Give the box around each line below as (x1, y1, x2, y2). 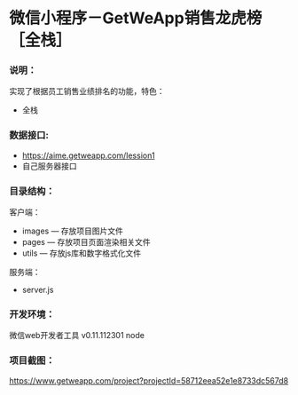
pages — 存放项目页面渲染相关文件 (21, 237, 151, 248)
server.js (21, 285, 54, 296)
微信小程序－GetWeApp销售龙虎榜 (9, 8, 263, 28)
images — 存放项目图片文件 (21, 225, 124, 236)
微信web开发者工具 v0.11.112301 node (9, 330, 145, 341)
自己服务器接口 (21, 161, 77, 171)
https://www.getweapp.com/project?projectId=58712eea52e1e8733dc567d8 (9, 375, 289, 386)
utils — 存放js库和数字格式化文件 (21, 248, 142, 258)
